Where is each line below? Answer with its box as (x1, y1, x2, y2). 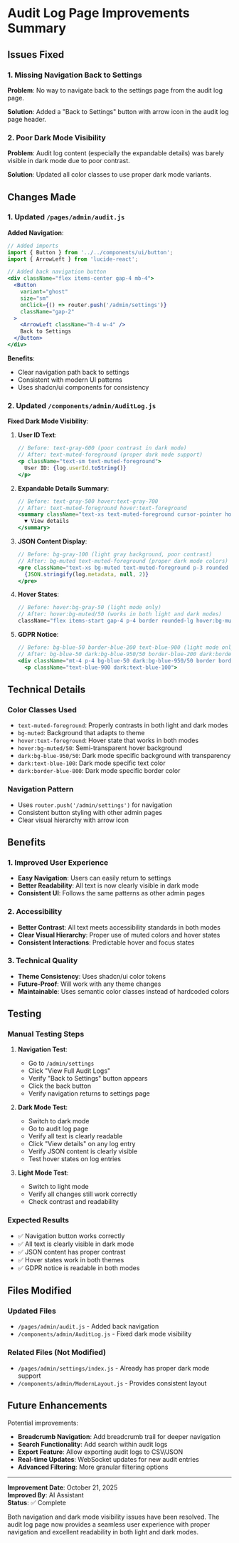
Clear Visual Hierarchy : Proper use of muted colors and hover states (17, 930, 221, 939)
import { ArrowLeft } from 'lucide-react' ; (7, 255, 139, 263)
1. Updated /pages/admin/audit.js (7, 212, 125, 222)
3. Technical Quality (7, 956, 78, 966)
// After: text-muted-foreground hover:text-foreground (17, 504, 187, 511)
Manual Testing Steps (7, 1029, 85, 1039)
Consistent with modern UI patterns (17, 375, 123, 384)
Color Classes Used (7, 705, 77, 715)
